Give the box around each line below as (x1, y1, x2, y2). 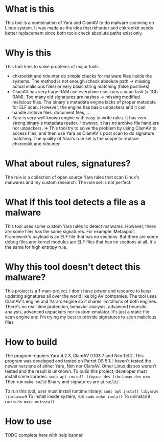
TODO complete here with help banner (5, 432, 83, 438)
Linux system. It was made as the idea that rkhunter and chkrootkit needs (5, 25, 153, 30)
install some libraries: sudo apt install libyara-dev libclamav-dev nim (5, 373, 150, 379)
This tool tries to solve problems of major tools (5, 63, 99, 69)
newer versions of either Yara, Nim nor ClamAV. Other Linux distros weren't (5, 363, 157, 369)
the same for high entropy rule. (5, 244, 68, 250)
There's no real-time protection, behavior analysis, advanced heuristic (5, 303, 147, 310)
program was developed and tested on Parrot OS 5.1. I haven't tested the (5, 358, 151, 364)
